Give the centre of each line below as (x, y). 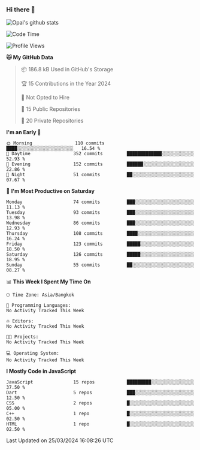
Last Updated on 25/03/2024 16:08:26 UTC (60, 440)
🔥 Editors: (20, 321)
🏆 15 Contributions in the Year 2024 (66, 84)
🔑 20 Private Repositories (52, 121)
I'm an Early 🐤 (24, 132)
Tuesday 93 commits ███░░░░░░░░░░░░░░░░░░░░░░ (100, 213)
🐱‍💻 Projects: (22, 337)
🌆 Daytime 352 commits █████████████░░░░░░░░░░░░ (100, 154)
